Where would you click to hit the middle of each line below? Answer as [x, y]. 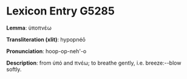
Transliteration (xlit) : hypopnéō [46, 39]
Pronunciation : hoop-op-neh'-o [46, 51]
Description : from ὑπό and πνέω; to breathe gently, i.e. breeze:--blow [94, 63]
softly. [14, 69]
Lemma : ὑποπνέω [29, 28]
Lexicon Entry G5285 [61, 11]
